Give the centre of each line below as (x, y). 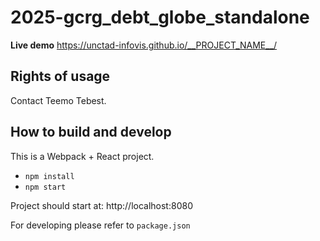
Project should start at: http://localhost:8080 (101, 205)
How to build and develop (91, 132)
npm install (49, 176)
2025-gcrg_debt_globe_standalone (160, 17)
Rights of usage (60, 76)
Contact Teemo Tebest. (58, 100)
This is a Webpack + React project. (82, 156)
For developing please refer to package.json (100, 225)
